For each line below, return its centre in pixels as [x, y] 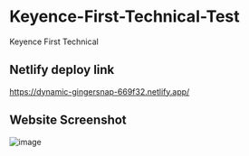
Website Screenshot [68, 120]
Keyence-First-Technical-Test [124, 17]
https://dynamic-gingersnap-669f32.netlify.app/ [100, 91]
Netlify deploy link [62, 70]
